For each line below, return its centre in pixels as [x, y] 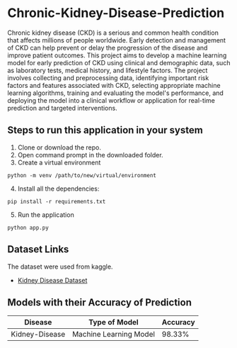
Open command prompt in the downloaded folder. [91, 155]
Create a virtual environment [59, 162]
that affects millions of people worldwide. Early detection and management [117, 40]
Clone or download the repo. [59, 147]
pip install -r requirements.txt [57, 201]
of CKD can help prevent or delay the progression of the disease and [108, 47]
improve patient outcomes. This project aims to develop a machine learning [117, 55]
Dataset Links [38, 249]
